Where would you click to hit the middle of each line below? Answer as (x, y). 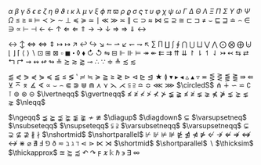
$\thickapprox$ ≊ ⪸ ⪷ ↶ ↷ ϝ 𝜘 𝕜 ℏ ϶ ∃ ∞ (74, 152)
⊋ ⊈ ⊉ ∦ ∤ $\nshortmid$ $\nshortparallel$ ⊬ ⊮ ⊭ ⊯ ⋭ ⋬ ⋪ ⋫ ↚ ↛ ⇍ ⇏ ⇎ (130, 135)
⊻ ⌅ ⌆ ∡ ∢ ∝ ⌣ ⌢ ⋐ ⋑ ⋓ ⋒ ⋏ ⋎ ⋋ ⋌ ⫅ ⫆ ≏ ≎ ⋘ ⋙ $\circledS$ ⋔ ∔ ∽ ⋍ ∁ (130, 85)
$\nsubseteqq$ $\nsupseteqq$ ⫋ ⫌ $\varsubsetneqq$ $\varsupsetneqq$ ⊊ (129, 126)
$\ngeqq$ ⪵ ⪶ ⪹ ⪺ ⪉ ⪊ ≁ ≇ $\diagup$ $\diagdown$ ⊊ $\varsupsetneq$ (127, 117)
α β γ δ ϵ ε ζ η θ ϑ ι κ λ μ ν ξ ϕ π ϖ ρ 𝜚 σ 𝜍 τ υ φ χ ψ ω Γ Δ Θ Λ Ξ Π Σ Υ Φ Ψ (129, 11)
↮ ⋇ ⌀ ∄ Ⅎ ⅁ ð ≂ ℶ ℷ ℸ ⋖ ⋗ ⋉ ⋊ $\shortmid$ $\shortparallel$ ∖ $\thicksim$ (131, 143)
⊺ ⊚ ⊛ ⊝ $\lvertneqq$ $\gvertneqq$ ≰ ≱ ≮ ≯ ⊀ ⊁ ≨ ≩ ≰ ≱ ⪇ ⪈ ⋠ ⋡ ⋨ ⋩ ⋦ (129, 94)
